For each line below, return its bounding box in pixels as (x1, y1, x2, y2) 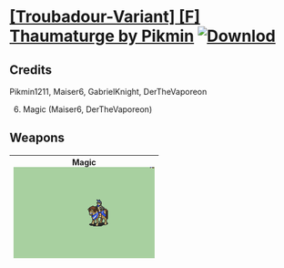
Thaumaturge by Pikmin (9, 26, 195, 46)
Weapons (9, 130, 66, 146)
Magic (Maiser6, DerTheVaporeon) (22, 104, 153, 115)
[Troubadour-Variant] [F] (9, 6, 200, 27)
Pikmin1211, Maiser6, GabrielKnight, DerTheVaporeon (9, 87, 208, 97)
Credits (9, 62, 53, 77)
